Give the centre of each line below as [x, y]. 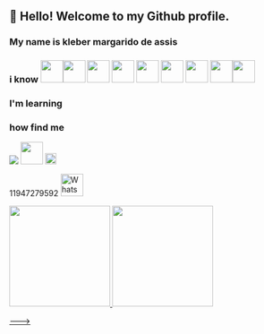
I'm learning [36, 104]
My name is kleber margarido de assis [94, 42]
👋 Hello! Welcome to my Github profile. [119, 17]
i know [24, 80]
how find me [37, 128]
